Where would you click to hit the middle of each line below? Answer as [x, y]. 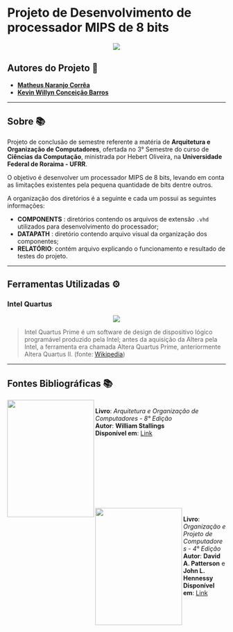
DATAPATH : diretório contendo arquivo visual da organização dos [112, 233]
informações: [26, 206]
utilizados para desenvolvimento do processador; [88, 226]
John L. [194, 571]
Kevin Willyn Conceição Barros [63, 92]
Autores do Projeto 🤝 [53, 68]
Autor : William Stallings [130, 426]
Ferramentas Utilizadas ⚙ [64, 284]
